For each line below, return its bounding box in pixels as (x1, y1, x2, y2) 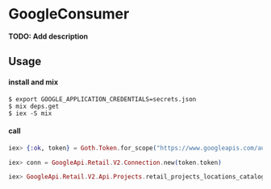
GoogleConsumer (8, 5, 130, 23)
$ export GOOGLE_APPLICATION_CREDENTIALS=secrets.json (8, 95, 197, 103)
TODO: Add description (8, 31, 89, 41)
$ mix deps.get (8, 102, 60, 110)
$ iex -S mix (8, 109, 52, 117)
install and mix (8, 77, 59, 87)
